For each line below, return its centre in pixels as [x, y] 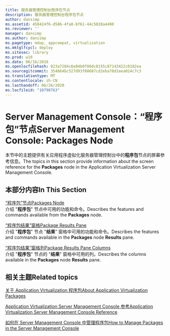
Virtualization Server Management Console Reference [61, 312]
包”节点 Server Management [65, 129]
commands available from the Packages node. [54, 215]
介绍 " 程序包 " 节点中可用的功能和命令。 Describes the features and [75, 209]
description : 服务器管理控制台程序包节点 [45, 15]
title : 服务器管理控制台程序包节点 [38, 10]
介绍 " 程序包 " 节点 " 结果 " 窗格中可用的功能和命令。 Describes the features [82, 232]
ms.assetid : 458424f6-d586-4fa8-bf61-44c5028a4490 [60, 24]
